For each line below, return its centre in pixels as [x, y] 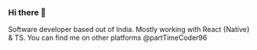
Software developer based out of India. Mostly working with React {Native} [129, 30]
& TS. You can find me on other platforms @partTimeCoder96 [108, 37]
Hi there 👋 [27, 12]
